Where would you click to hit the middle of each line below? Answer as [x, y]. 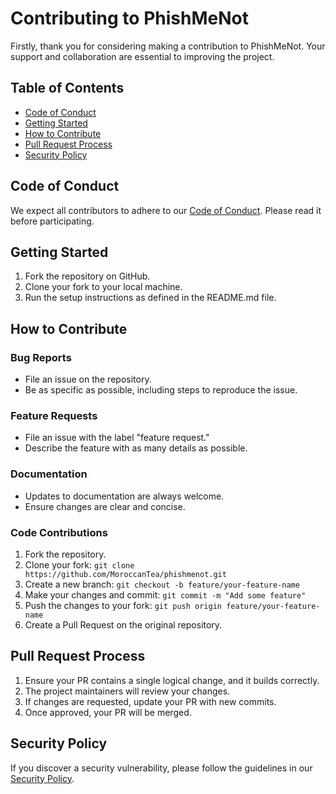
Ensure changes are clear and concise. [105, 506]
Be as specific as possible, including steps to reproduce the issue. [161, 390]
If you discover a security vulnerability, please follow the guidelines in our [161, 768]
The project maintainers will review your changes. [127, 691]
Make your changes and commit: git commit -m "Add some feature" [165, 594]
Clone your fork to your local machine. [103, 287]
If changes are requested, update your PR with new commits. [150, 701]
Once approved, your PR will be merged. [108, 712]
